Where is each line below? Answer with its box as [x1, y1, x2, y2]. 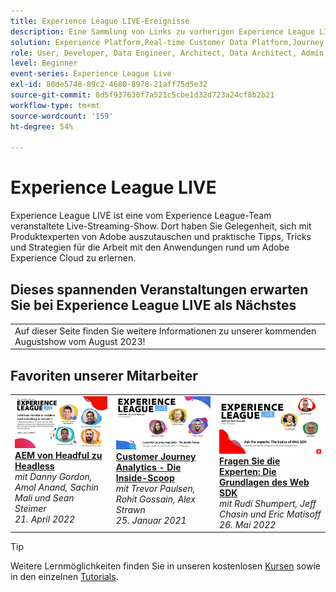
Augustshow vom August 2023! [14, 335, 146, 347]
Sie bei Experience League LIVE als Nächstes [10, 296, 297, 314]
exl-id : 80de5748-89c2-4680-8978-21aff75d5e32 [10, 80, 208, 90]
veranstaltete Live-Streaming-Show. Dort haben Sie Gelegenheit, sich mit [10, 220, 312, 232]
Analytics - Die [115, 461, 182, 473]
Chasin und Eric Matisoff [218, 508, 322, 520]
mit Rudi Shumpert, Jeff [218, 497, 317, 509]
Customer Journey [115, 450, 197, 462]
